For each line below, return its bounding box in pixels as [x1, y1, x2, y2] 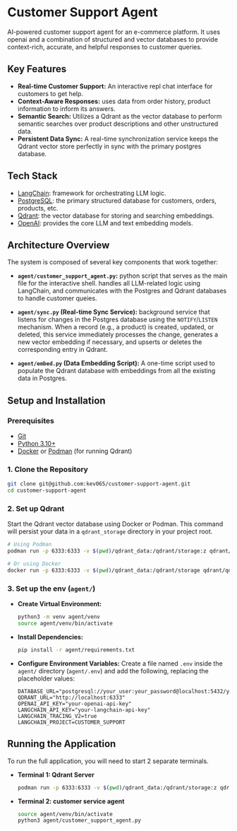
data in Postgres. [17, 374, 67, 382]
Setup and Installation [7, 394, 106, 406]
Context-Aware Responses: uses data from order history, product [17, 97, 211, 105]
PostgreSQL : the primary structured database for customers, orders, [17, 196, 217, 205]
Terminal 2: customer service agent [17, 796, 125, 806]
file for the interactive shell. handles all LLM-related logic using [17, 279, 201, 288]
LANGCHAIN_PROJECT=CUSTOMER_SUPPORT [17, 719, 126, 726]
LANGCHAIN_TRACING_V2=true [17, 712, 97, 719]
